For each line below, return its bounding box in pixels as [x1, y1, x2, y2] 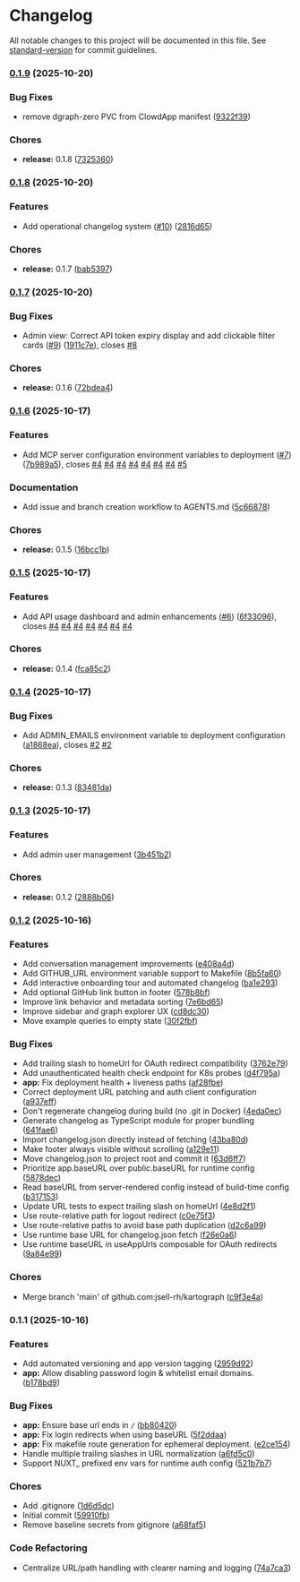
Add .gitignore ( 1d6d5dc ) [21, 1500, 115, 1511]
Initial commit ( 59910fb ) [21, 1510, 110, 1521]
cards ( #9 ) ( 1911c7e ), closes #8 [21, 340, 137, 350]
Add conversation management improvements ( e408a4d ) [21, 959, 235, 969]
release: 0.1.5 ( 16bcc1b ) [21, 544, 110, 555]
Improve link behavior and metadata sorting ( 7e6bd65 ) [21, 996, 224, 1008]
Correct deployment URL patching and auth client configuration [21, 1087, 257, 1097]
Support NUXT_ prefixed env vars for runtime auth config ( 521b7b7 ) [21, 1457, 272, 1469]
